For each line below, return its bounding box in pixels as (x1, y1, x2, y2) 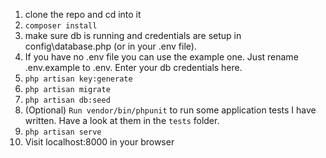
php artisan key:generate (24, 74, 133, 84)
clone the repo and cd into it (24, 9, 142, 20)
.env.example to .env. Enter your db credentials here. (24, 62, 243, 73)
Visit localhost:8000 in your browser (24, 136, 175, 148)
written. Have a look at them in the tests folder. (24, 115, 220, 126)
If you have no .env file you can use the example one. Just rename (24, 51, 299, 63)
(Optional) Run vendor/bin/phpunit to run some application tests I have (24, 104, 317, 116)
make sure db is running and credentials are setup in (24, 30, 242, 41)
